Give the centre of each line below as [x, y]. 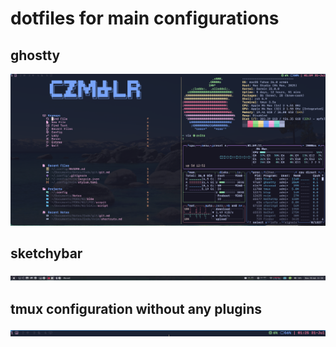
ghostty [35, 55]
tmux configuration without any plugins [136, 308]
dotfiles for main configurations [145, 18]
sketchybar [46, 253]
